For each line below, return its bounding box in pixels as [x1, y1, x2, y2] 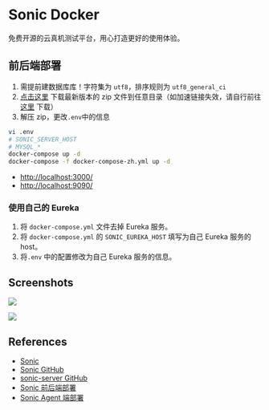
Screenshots [8, 275, 74, 290]
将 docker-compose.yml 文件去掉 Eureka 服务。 [19, 222, 173, 232]
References [8, 335, 67, 348]
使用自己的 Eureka [8, 202, 79, 213]
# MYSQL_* [8, 143, 42, 151]
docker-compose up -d [8, 150, 81, 158]
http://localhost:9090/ [19, 181, 93, 190]
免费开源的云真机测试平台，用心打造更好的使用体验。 [8, 33, 185, 43]
